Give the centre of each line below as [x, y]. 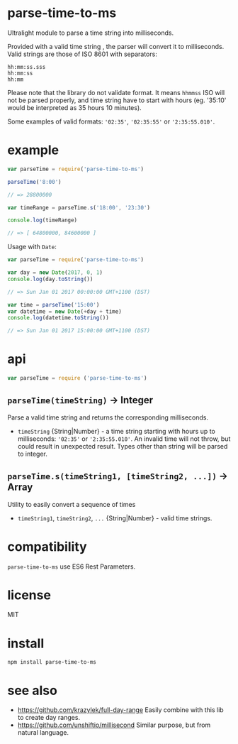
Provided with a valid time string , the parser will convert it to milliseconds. [116, 46]
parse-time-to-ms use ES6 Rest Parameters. [72, 567]
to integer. [33, 454]
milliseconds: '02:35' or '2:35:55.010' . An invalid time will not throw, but [124, 439]
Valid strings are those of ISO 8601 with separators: [82, 54]
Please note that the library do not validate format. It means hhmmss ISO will [116, 92]
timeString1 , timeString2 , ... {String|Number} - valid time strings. [115, 518]
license [29, 595]
